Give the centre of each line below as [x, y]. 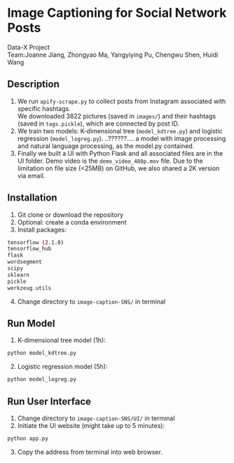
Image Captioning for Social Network [117, 13]
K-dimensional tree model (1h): [62, 340]
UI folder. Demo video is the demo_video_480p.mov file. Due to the [110, 161]
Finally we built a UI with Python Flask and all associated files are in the [120, 153]
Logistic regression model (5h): [62, 367]
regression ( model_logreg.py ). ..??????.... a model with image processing [122, 138]
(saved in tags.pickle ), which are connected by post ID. [98, 123]
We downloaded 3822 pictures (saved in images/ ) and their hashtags [116, 116]
